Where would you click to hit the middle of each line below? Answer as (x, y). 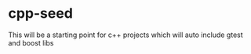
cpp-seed (40, 13)
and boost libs (31, 42)
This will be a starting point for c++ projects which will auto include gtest (125, 35)
